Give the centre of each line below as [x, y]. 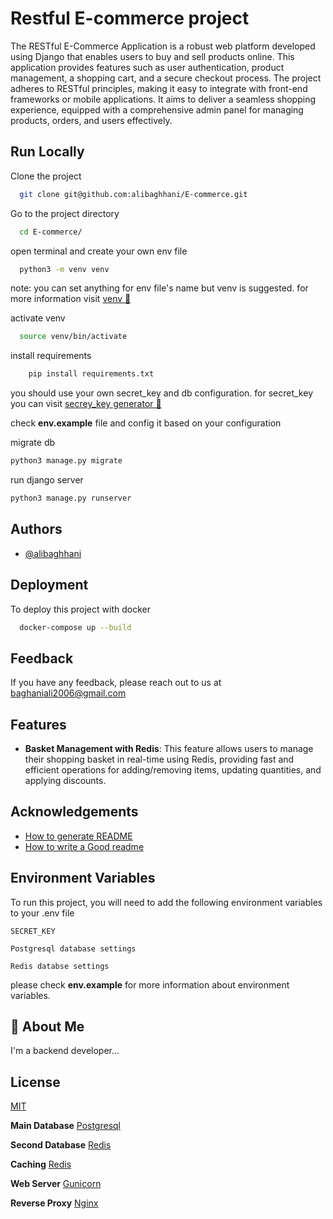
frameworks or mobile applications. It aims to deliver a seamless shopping [163, 99]
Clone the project [46, 176]
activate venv [38, 318]
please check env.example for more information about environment [150, 984]
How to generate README [78, 836]
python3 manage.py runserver [71, 498]
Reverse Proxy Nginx [54, 1203]
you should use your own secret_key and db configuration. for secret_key [161, 393]
